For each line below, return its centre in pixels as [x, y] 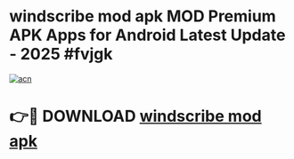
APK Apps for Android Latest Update [147, 35]
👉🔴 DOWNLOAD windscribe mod [135, 116]
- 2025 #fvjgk [61, 54]
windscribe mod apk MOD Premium [143, 16]
